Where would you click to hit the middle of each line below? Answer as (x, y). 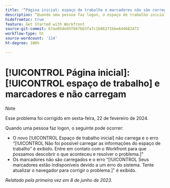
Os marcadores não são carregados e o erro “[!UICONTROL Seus (81, 159)
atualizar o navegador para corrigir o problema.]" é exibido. (74, 170)
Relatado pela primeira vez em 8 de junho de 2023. (59, 180)
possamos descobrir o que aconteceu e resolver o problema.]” (78, 154)
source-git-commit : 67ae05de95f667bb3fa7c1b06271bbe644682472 (72, 29)
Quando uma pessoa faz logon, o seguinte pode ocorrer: (65, 128)
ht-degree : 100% (22, 43)
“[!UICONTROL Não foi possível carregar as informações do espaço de (87, 143)
